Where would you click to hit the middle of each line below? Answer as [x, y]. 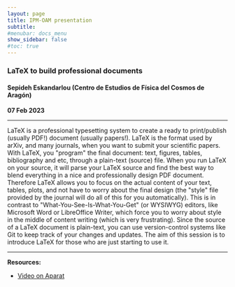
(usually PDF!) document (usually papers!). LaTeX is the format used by [110, 138]
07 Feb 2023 [26, 111]
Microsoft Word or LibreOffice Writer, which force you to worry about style [114, 212]
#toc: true [23, 46]
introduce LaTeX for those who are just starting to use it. [88, 242]
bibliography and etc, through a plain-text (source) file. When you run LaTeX [117, 160]
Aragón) [20, 94]
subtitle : [22, 27]
